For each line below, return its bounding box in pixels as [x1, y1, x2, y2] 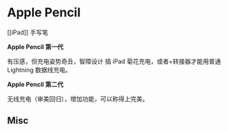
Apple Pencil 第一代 [7, 42, 64, 50]
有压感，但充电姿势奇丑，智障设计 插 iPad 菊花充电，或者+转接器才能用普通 [7, 57, 221, 65]
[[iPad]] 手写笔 [7, 28, 49, 36]
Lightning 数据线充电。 [7, 65, 72, 74]
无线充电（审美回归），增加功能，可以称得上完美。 [7, 94, 149, 103]
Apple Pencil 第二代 [7, 80, 64, 88]
